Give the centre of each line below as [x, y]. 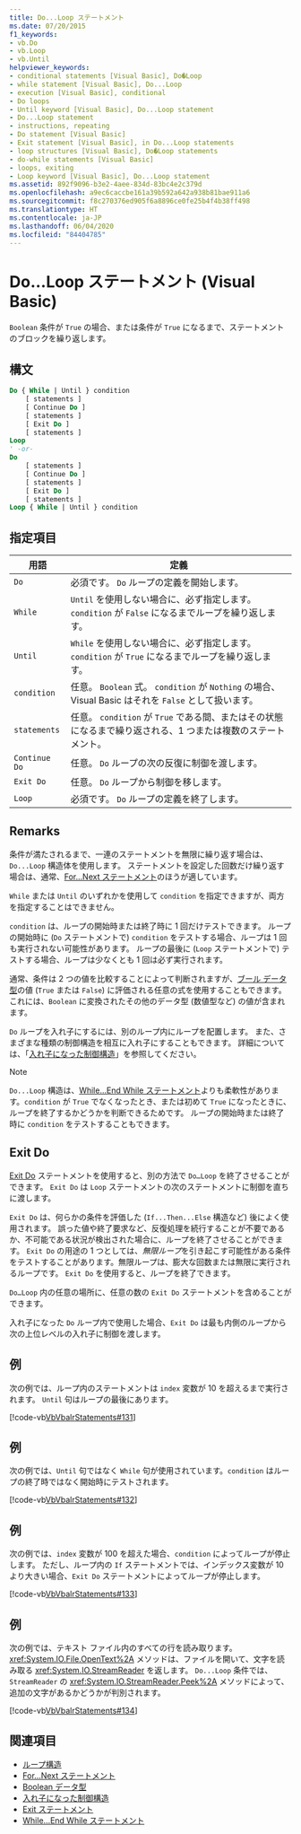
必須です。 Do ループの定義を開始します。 [157, 582]
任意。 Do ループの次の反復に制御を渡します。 [166, 764]
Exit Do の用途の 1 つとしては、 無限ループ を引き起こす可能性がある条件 [159, 1250]
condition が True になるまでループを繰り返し [166, 657]
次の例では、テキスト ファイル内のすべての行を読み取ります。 [123, 1647]
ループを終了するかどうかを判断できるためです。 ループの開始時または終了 [147, 1113]
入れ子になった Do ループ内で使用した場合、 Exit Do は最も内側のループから [148, 1322]
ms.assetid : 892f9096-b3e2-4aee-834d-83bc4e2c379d [106, 185]
